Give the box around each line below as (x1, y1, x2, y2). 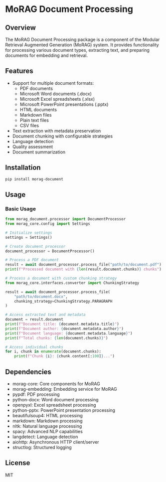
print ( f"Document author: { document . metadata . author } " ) (5, 326, 124, 331)
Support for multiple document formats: (12, 80, 94, 86)
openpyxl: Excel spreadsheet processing (12, 402, 96, 408)
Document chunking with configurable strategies (12, 133, 113, 139)
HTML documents (19, 106, 57, 113)
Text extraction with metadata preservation (12, 128, 101, 134)
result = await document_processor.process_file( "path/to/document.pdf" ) (5, 262, 162, 267)
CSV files (19, 122, 39, 128)
